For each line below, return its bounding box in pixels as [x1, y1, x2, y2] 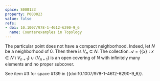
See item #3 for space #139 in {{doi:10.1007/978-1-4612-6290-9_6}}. [5, 70, 143, 76]
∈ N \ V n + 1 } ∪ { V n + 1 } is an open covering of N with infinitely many [5, 55, 140, 61]
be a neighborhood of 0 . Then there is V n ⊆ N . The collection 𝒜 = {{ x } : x [5, 48, 154, 55]
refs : [5, 20, 16, 26]
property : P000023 [5, 12, 43, 17]
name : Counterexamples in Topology [9, 30, 82, 35]
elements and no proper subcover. [5, 61, 74, 67]
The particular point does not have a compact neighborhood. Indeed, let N [5, 43, 155, 49]
